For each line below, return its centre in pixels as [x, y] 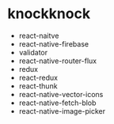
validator [33, 52]
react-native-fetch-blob [57, 103]
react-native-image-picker [62, 111]
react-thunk [38, 86]
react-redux [38, 77]
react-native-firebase [53, 43]
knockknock [49, 14]
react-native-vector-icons [61, 94]
